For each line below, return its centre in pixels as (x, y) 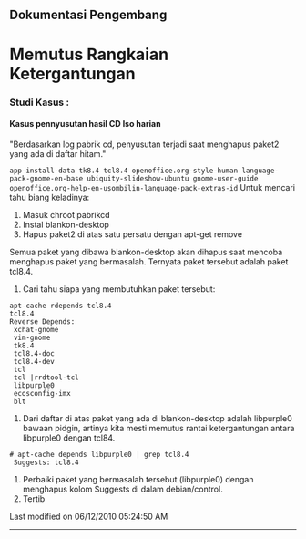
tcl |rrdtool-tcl (46, 378)
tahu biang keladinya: (50, 197)
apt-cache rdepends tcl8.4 (61, 306)
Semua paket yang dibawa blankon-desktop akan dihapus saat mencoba (146, 252)
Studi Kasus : (40, 102)
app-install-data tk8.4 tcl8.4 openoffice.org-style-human (124, 171)
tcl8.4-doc (34, 353)
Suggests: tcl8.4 (46, 462)
